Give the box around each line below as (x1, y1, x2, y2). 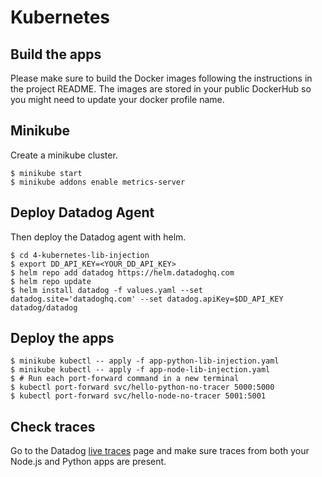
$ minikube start (10, 168, 83, 178)
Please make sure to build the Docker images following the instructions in (10, 72, 313, 84)
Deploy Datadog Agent (10, 204, 155, 221)
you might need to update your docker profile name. (10, 94, 225, 105)
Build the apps (10, 46, 102, 63)
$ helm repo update (10, 276, 92, 286)
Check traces (10, 418, 96, 435)
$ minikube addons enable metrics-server (10, 177, 186, 187)
